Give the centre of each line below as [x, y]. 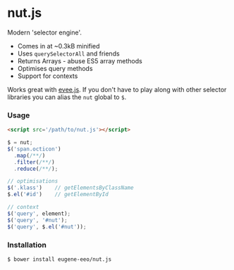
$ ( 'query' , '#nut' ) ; [38, 220]
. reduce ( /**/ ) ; [36, 169]
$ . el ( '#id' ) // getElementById [58, 195]
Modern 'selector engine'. [45, 32]
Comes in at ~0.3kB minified [58, 46]
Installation [27, 245]
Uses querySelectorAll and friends [68, 53]
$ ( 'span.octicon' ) [34, 149]
